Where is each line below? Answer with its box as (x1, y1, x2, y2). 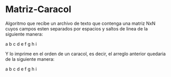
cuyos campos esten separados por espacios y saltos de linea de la (5, 25, 148, 31)
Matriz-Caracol (5, 4, 71, 15)
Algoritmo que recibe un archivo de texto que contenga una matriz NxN (5, 20, 156, 26)
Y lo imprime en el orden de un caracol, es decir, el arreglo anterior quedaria (5, 51, 166, 57)
